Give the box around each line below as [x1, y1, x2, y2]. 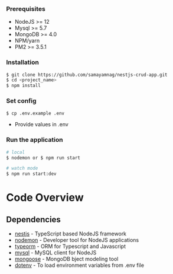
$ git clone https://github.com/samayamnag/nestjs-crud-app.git [6, 72, 168, 78]
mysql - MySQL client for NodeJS [14, 249, 97, 256]
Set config [6, 97, 37, 105]
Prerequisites [6, 5, 45, 13]
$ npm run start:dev [6, 171, 57, 177]
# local [6, 149, 25, 155]
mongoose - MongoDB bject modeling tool [14, 256, 119, 263]
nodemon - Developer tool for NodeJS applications [14, 237, 139, 244]
